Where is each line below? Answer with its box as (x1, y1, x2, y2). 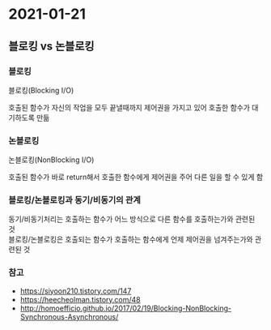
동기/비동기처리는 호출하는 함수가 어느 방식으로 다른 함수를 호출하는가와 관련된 (8, 214, 256, 224)
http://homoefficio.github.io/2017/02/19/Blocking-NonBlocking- (19, 303, 232, 313)
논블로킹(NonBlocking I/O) (8, 155, 95, 165)
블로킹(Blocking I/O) (8, 85, 74, 95)
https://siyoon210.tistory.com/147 (19, 285, 132, 296)
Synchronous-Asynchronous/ (19, 311, 119, 321)
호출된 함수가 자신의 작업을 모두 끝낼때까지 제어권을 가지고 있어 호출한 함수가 (8, 102, 251, 112)
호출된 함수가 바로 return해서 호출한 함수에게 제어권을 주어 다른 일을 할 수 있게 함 (8, 172, 264, 182)
